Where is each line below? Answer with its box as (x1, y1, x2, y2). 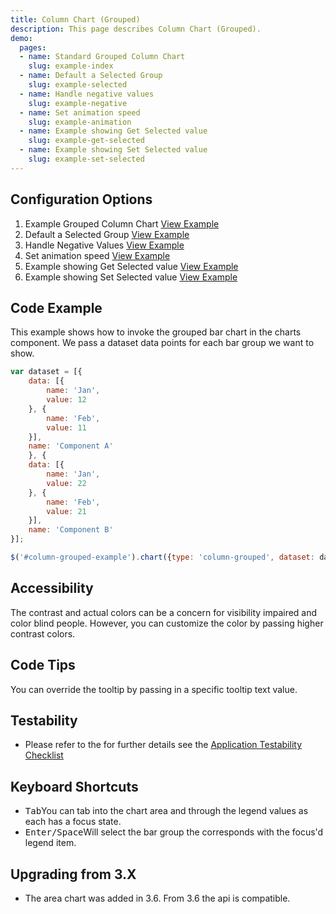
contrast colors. (10, 627, 76, 640)
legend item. (24, 837, 77, 849)
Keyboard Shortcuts (10, 778, 139, 795)
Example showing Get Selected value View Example (24, 260, 239, 272)
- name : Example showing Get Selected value (19, 126, 208, 136)
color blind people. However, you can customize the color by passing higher (10, 617, 324, 629)
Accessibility (10, 580, 94, 597)
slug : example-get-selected (28, 136, 145, 146)
